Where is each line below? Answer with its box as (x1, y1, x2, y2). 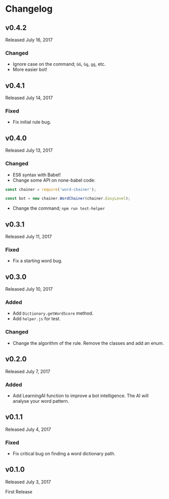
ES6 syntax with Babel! (12, 172, 61, 178)
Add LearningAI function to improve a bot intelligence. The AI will (12, 393, 149, 399)
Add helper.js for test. (12, 316, 61, 322)
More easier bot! (12, 67, 47, 73)
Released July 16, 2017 (5, 37, 53, 43)
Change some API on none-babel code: (12, 177, 95, 183)
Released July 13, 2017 (5, 147, 53, 153)
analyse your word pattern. (12, 398, 70, 404)
